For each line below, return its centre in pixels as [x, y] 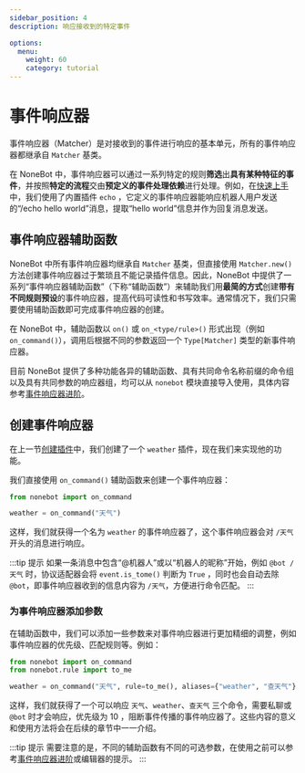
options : [26, 43]
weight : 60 [46, 60]
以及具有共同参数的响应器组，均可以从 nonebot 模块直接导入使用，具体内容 [149, 382]
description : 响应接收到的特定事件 [70, 26]
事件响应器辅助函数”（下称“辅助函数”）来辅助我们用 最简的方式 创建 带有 [162, 286]
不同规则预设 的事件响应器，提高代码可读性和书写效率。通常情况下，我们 [145, 298]
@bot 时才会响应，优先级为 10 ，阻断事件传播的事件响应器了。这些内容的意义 [152, 716]
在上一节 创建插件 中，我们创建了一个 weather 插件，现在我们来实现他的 [142, 449]
